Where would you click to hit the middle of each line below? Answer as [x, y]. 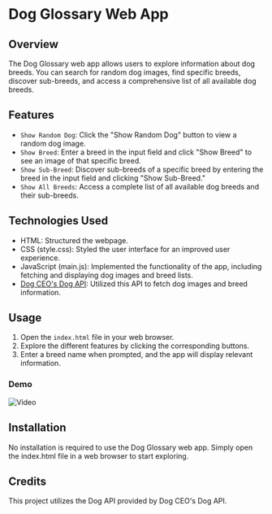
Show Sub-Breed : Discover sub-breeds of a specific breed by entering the [142, 169]
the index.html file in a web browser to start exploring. [99, 455]
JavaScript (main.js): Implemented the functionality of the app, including [141, 266]
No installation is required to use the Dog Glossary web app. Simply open [131, 447]
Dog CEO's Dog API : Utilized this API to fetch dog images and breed [134, 283]
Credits [28, 481]
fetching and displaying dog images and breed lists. [106, 275]
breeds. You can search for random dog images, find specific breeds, [125, 72]
